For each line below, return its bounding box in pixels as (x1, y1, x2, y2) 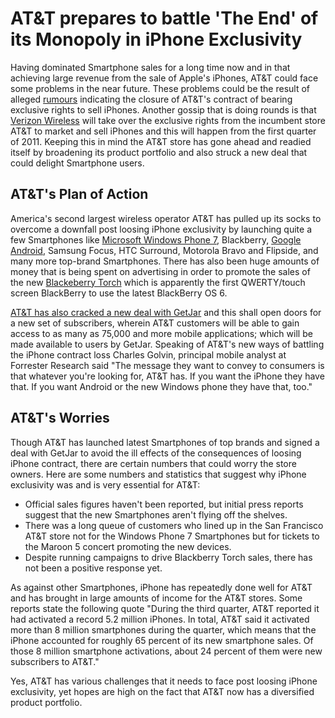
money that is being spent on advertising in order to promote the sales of (10, 265, 311, 277)
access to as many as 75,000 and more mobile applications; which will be (10, 327, 313, 339)
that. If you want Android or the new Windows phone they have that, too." (10, 380, 313, 392)
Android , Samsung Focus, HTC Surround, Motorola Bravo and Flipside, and (10, 244, 319, 256)
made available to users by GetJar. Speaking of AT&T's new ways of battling (10, 338, 325, 350)
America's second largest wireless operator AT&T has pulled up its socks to (10, 212, 322, 224)
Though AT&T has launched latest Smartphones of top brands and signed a (10, 436, 320, 448)
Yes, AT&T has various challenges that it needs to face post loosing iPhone (10, 675, 318, 687)
